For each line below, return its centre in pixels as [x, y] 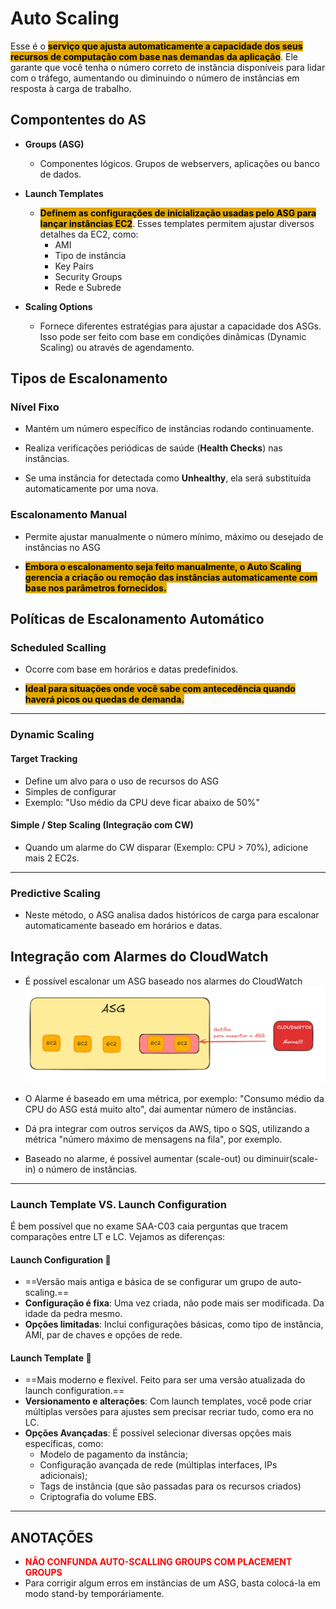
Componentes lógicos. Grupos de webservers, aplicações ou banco [179, 163]
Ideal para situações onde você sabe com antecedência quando [160, 689]
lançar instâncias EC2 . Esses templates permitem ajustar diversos [177, 223]
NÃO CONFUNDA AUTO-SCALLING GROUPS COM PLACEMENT [158, 1562]
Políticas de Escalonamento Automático [137, 619]
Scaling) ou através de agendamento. [117, 347]
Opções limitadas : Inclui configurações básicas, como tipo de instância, [174, 1324]
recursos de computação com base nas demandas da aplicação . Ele [154, 56]
